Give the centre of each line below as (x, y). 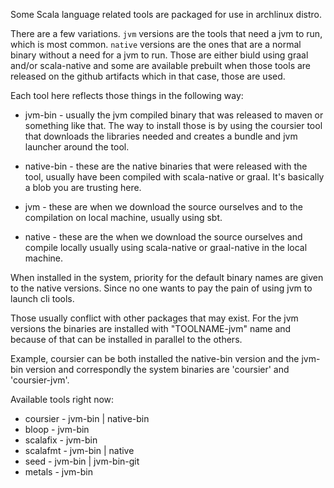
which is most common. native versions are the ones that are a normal (156, 44)
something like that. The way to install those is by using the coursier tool (173, 125)
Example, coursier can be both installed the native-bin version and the (155, 358)
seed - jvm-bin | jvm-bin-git (82, 461)
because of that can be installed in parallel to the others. (126, 339)
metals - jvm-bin (59, 472)
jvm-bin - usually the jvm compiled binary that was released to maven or (174, 115)
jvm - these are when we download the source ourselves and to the (163, 207)
